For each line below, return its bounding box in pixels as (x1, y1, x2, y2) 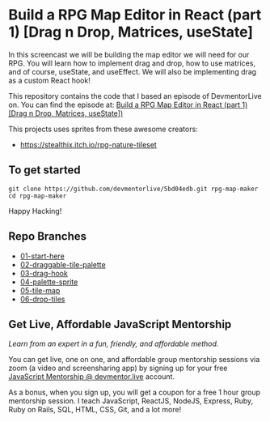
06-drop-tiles (19, 294, 65, 304)
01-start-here (19, 251, 65, 261)
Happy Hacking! (8, 206, 62, 215)
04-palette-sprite (19, 277, 78, 287)
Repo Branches (8, 229, 87, 244)
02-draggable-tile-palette (19, 259, 107, 269)
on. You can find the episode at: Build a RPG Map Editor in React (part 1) (8, 100, 248, 109)
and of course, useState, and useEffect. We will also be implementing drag (8, 66, 257, 76)
